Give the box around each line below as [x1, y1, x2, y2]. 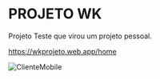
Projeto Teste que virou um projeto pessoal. [8, 31, 152, 41]
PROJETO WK [8, 5, 102, 23]
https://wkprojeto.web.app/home [8, 46, 118, 56]
